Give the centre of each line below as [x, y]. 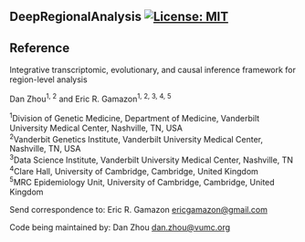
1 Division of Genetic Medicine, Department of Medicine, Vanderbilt [135, 117]
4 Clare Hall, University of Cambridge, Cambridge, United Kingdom [134, 170]
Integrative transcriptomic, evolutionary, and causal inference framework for [153, 70]
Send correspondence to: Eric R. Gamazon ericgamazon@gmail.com [138, 210]
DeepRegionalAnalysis [75, 17]
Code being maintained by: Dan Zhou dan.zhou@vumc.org [120, 227]
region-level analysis [49, 79]
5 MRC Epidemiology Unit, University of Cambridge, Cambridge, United [142, 182]
